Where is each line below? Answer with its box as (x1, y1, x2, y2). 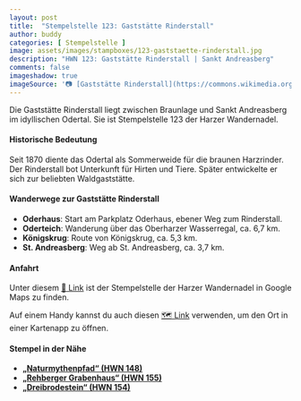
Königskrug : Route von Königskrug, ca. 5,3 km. (21, 233, 198, 243)
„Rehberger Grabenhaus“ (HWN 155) (21, 372, 163, 383)
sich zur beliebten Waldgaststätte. (9, 173, 135, 183)
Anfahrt (9, 262, 39, 273)
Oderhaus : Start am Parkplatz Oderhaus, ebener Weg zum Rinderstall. (21, 214, 283, 225)
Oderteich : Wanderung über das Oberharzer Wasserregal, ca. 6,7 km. (21, 223, 280, 234)
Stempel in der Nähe (9, 343, 87, 354)
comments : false (9, 64, 70, 73)
